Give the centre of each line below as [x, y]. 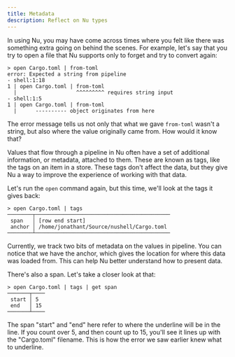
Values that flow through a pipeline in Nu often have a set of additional [108, 152]
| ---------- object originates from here [84, 111]
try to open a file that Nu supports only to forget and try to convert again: [113, 55]
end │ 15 [26, 305]
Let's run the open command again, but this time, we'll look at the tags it [110, 188]
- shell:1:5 [24, 99]
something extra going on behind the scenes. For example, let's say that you [117, 48]
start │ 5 [24, 299]
